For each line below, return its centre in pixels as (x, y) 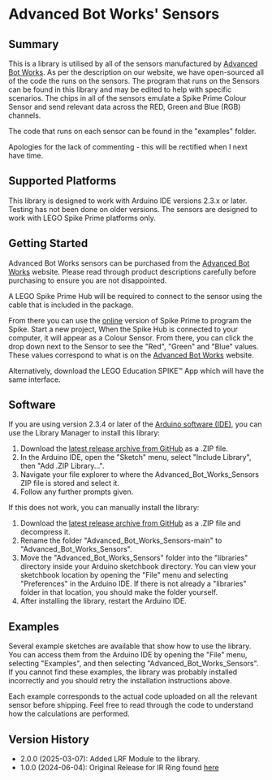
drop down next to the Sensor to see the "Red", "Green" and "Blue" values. (134, 346)
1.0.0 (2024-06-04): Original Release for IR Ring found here (119, 768)
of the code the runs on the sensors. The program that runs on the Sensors (134, 81)
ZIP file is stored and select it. (70, 483)
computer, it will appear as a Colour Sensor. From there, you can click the (131, 337)
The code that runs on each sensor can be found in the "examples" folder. (132, 131)
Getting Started (48, 243)
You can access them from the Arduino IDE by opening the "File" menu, (128, 655)
